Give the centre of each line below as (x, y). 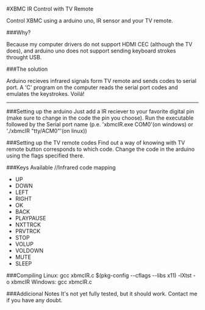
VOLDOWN (29, 251)
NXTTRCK (28, 225)
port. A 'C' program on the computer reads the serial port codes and (92, 87)
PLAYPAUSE (31, 218)
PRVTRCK (28, 231)
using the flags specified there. (45, 156)
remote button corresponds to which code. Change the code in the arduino (101, 149)
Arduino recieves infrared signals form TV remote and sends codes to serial (102, 81)
